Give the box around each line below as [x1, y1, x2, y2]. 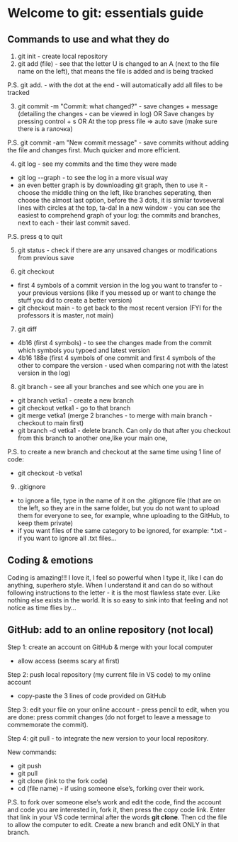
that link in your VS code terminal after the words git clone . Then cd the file [7, 813, 227, 821]
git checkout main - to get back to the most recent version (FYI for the [17, 303, 222, 312]
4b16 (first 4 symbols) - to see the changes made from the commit [17, 339, 212, 347]
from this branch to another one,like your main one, [17, 434, 168, 442]
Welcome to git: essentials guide [7, 5, 204, 21]
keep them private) [17, 519, 73, 527]
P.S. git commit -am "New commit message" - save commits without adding [7, 138, 229, 147]
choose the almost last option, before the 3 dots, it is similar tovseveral [17, 196, 225, 204]
